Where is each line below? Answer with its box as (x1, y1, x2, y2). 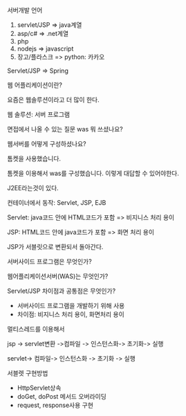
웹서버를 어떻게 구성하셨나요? (7, 140, 86, 147)
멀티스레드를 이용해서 (7, 325, 65, 333)
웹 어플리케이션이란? (7, 81, 63, 89)
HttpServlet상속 (17, 383, 62, 392)
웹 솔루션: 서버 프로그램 (7, 110, 71, 118)
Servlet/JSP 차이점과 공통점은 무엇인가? (7, 287, 116, 295)
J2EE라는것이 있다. (7, 184, 59, 192)
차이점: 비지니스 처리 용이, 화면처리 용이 (17, 310, 124, 318)
